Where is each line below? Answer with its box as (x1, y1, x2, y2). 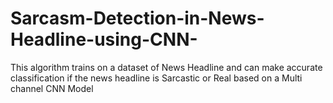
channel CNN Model (10, 82, 94, 94)
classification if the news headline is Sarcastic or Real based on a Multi (10, 72, 303, 84)
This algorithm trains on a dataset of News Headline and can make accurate (10, 61, 323, 73)
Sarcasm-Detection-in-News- (10, 7, 265, 30)
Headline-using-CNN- (10, 28, 198, 51)
